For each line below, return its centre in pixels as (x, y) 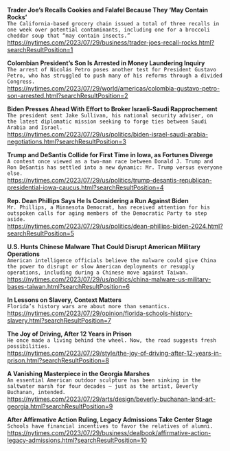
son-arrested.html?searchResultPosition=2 (68, 96)
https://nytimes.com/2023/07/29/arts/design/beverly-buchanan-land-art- (112, 399)
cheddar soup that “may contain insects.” (69, 36)
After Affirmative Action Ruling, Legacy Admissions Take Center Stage (110, 419)
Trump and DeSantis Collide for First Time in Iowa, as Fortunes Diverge (110, 155)
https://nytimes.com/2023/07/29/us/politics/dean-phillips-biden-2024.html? (115, 226)
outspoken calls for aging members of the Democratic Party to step (107, 213)
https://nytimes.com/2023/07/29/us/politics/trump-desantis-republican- (110, 180)
